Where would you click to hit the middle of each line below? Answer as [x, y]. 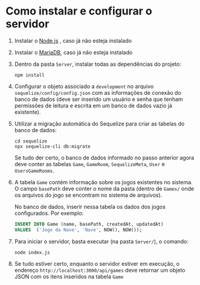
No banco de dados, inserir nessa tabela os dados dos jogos [90, 207]
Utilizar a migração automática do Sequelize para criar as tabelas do [99, 123]
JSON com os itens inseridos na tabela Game [69, 277]
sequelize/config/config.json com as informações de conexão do [98, 92]
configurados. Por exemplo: [49, 213]
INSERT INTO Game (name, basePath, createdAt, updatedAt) [89, 224]
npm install [29, 75]
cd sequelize [31, 141]
